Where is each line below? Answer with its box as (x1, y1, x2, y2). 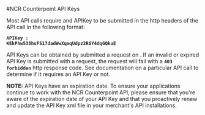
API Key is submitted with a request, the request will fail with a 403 (6, 58, 173, 64)
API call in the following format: (6, 24, 85, 30)
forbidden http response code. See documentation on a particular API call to (6, 64, 199, 71)
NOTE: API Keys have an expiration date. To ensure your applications (6, 82, 181, 89)
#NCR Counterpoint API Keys (6, 5, 80, 12)
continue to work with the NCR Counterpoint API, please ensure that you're (6, 89, 196, 96)
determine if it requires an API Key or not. (6, 71, 111, 78)
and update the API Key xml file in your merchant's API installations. (6, 102, 177, 109)
